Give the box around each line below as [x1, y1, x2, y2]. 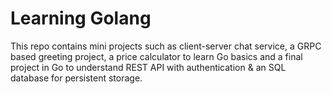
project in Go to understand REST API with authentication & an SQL [10, 61, 287, 73]
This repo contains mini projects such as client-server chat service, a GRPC [10, 40, 322, 52]
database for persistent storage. [10, 72, 143, 84]
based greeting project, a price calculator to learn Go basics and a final [10, 50, 303, 62]
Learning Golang [10, 7, 152, 30]
